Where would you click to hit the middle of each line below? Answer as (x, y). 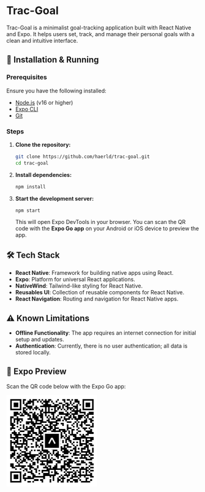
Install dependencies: (43, 174)
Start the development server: (54, 198)
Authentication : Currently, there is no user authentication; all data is (101, 346)
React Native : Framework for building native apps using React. (94, 273)
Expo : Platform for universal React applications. (75, 280)
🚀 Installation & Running (53, 60)
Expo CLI (27, 109)
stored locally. (33, 352)
